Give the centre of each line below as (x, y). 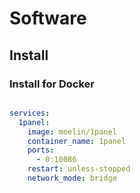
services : (30, 113)
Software (48, 18)
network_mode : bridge (72, 178)
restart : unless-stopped (79, 169)
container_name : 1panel (77, 141)
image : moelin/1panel (72, 132)
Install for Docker (52, 84)
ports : (41, 150)
